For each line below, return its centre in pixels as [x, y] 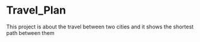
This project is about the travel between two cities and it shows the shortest [100, 27]
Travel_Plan [36, 10]
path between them [30, 33]
